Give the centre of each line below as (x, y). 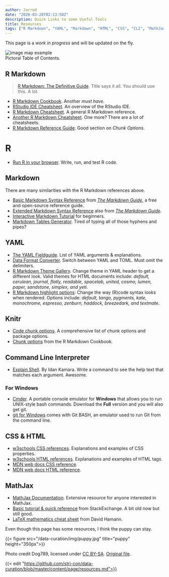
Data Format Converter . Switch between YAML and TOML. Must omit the (88, 260)
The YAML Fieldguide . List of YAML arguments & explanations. (77, 254)
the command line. (32, 420)
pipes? (19, 227)
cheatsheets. (26, 122)
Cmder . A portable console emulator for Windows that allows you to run (87, 399)
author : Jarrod (21, 10)
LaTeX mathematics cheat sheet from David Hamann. (68, 519)
